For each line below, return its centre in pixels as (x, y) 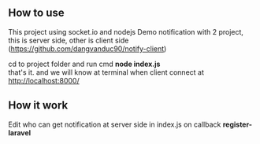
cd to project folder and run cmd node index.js (84, 64)
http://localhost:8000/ (44, 80)
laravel (20, 132)
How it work (38, 105)
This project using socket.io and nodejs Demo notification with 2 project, (126, 31)
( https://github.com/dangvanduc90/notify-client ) (87, 48)
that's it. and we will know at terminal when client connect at (106, 72)
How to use (36, 13)
